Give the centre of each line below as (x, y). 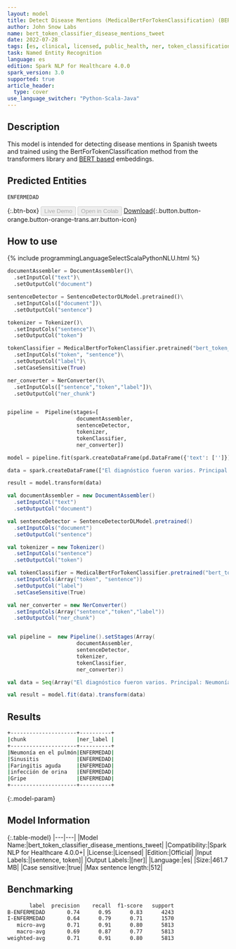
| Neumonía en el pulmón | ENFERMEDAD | (61, 752)
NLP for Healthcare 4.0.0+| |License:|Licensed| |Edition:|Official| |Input (110, 852)
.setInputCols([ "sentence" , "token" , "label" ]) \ (83, 387)
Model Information (49, 821)
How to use (32, 242)
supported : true (31, 79)
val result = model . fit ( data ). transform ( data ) (77, 695)
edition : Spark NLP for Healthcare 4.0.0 (69, 66)
